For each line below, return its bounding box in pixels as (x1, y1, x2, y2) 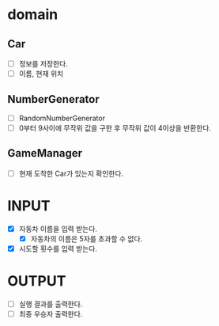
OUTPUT (7, 272, 66, 290)
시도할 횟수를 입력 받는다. (18, 244, 98, 253)
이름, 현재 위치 (18, 69, 64, 78)
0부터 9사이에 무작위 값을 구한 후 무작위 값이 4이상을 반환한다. (18, 123, 211, 132)
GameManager (7, 146, 82, 160)
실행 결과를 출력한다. (18, 299, 83, 309)
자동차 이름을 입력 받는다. (18, 224, 98, 233)
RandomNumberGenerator (18, 113, 106, 123)
